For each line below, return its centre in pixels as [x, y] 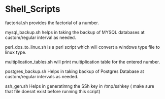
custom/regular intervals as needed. [42, 76]
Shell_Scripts [33, 9]
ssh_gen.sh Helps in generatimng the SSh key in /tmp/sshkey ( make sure [80, 86]
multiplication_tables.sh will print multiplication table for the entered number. [82, 62]
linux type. [16, 52]
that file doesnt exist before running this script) [53, 91]
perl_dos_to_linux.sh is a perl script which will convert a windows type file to [82, 47]
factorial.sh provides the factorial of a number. [52, 23]
